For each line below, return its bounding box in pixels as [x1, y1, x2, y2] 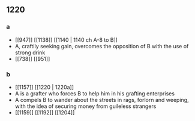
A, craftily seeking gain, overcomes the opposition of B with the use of [14, 42, 189, 49]
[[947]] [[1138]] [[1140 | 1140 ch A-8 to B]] [14, 36, 118, 44]
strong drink [14, 49, 46, 56]
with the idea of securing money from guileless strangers [14, 103, 157, 110]
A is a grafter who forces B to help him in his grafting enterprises [14, 89, 175, 97]
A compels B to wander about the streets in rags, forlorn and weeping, [14, 96, 189, 103]
